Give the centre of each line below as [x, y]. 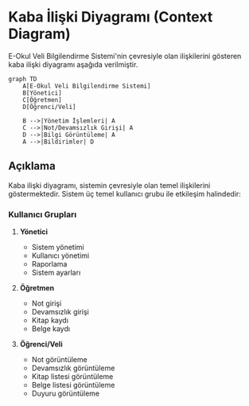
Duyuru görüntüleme [66, 393]
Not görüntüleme [59, 360]
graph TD [23, 79]
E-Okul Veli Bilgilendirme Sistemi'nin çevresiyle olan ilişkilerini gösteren [125, 56]
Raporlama [49, 264]
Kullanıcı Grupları [43, 214]
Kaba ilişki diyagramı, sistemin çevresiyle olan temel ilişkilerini [109, 185]
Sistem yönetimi [58, 248]
